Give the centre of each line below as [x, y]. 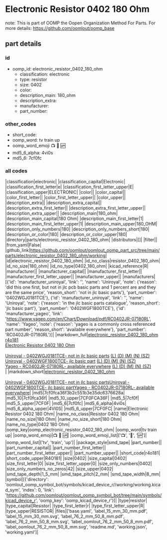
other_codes [21, 124]
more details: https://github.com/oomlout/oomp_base [60, 28]
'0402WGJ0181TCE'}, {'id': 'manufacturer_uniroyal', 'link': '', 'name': [75, 298]
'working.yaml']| [22, 532]
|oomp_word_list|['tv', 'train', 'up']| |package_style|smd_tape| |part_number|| [83, 443]
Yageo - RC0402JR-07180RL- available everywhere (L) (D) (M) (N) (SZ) [78, 367]
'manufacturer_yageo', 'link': [34, 313]
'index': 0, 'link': [38, 490]
